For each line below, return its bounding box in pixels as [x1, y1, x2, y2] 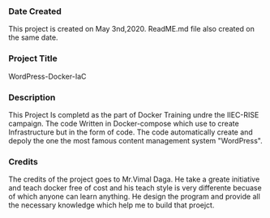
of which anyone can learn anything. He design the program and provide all [8, 192, 261, 202]
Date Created [8, 6, 62, 17]
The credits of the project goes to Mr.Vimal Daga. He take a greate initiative [8, 174, 260, 184]
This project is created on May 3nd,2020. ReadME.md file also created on [8, 24, 255, 34]
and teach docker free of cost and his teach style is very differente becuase [8, 183, 262, 193]
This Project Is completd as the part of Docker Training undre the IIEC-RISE [8, 109, 259, 119]
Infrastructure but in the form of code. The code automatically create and [8, 127, 253, 137]
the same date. [8, 32, 58, 42]
